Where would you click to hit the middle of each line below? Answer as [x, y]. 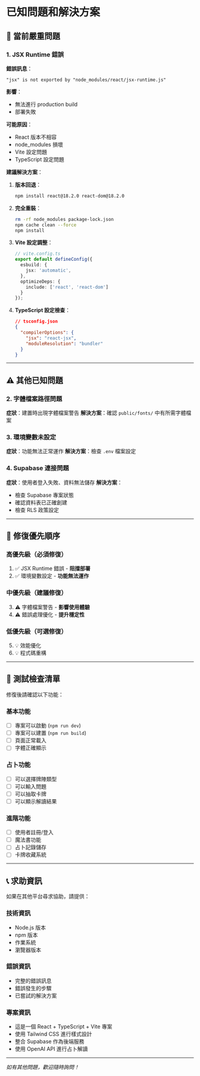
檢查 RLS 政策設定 [37, 510]
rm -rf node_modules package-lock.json [64, 219]
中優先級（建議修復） [37, 593]
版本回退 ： [28, 185]
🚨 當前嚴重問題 [33, 36]
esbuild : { [34, 265]
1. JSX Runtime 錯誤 [35, 54]
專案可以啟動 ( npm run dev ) [48, 726]
